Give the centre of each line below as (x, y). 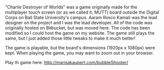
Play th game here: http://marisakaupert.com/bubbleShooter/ (67, 62)
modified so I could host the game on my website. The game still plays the (80, 33)
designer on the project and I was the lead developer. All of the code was (79, 23)
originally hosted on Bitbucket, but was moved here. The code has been (78, 28)
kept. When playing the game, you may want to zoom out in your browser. (80, 53)
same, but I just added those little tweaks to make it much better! (70, 38)
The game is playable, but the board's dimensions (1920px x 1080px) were (80, 48)
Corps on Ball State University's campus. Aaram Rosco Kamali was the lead (81, 17)
